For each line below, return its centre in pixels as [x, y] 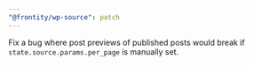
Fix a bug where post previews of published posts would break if [127, 42]
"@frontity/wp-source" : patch [64, 17]
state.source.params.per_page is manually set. [94, 51]
